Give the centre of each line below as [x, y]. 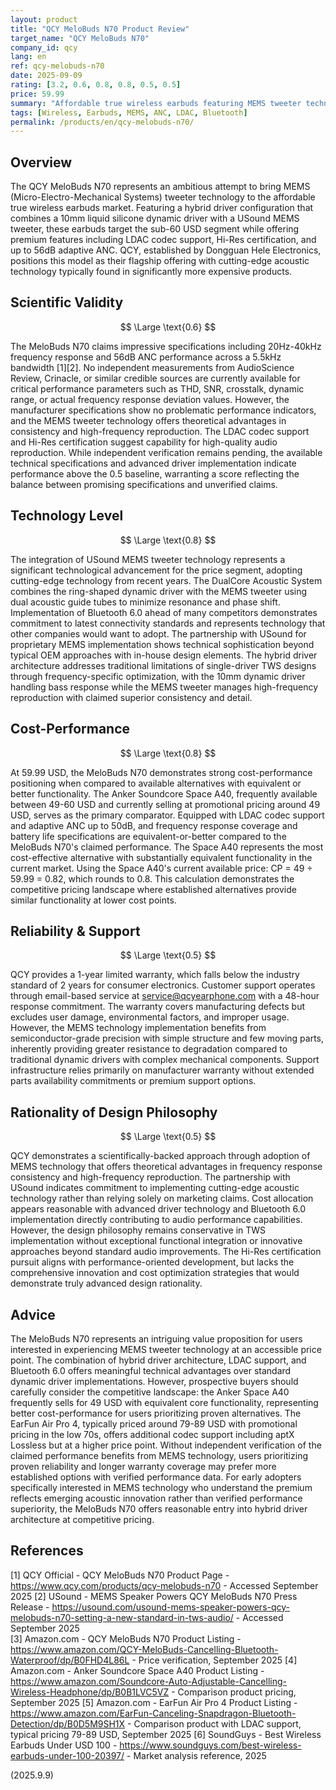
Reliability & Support [75, 931]
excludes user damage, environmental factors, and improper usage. [150, 1017]
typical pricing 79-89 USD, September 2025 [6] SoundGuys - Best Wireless [166, 1734]
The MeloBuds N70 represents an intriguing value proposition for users [156, 1338]
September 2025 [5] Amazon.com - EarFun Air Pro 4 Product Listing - [154, 1702]
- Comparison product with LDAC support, [214, 1723]
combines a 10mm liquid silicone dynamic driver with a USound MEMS [155, 218]
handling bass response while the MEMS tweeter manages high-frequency [164, 687]
